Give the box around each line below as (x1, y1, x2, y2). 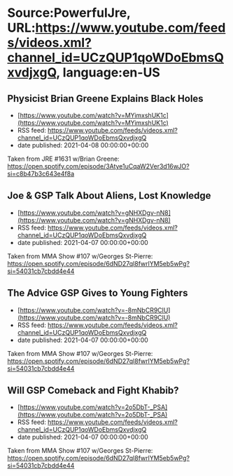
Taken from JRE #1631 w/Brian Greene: (7, 154, 120, 163)
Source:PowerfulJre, (7, 5, 131, 21)
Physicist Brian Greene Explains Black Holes (7, 93, 204, 105)
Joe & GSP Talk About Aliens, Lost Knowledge (7, 190, 211, 201)
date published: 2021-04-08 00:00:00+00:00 (17, 141, 149, 149)
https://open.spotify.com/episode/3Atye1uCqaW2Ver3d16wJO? (7, 162, 190, 170)
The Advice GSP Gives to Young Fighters (7, 287, 188, 299)
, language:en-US (55, 65, 161, 81)
